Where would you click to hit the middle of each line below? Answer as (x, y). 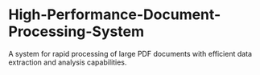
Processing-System (76, 32)
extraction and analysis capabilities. (68, 62)
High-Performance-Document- (115, 15)
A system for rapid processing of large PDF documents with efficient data (130, 53)
